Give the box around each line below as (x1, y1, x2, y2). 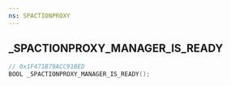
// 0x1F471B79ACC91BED (8, 63, 85, 71)
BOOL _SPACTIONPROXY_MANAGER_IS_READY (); (8, 70, 151, 79)
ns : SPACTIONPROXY (8, 11, 71, 20)
